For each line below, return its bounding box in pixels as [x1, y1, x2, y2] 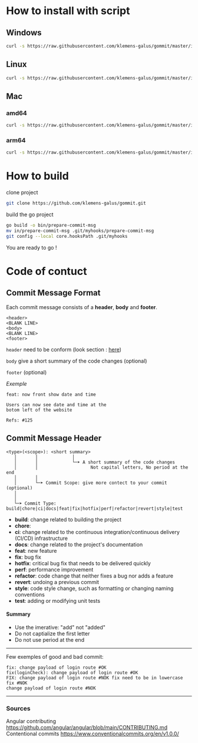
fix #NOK [6, 680, 28, 686]
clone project [6, 189, 38, 196]
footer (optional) [6, 369, 47, 376]
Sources [6, 704, 31, 712]
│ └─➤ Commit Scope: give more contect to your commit [14, 480, 167, 486]
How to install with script [6, 4, 131, 18]
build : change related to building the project [14, 516, 122, 523]
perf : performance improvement [14, 566, 94, 573]
